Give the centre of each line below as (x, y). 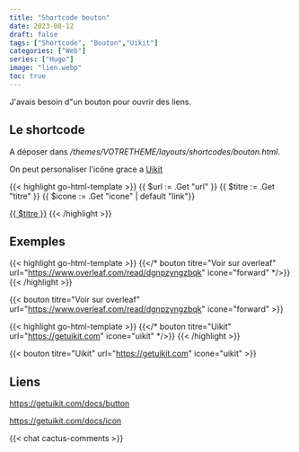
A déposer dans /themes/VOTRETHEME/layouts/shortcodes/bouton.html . (145, 151)
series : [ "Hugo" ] (42, 59)
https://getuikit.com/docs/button (70, 403)
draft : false (34, 34)
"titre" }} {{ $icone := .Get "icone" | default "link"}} (102, 196)
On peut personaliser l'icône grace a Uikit (86, 169)
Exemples (37, 241)
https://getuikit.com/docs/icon (66, 421)
